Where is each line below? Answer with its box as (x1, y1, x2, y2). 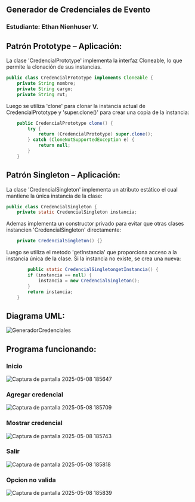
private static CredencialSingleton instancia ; (17, 209, 137, 215)
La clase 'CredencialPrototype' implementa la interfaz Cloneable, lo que (6, 57, 182, 64)
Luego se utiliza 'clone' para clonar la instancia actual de (6, 102, 146, 109)
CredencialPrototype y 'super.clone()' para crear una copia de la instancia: (6, 109, 190, 116)
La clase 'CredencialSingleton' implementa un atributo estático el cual (6, 186, 178, 193)
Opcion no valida (6, 476, 56, 484)
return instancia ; (27, 289, 73, 295)
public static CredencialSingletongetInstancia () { (27, 267, 159, 273)
